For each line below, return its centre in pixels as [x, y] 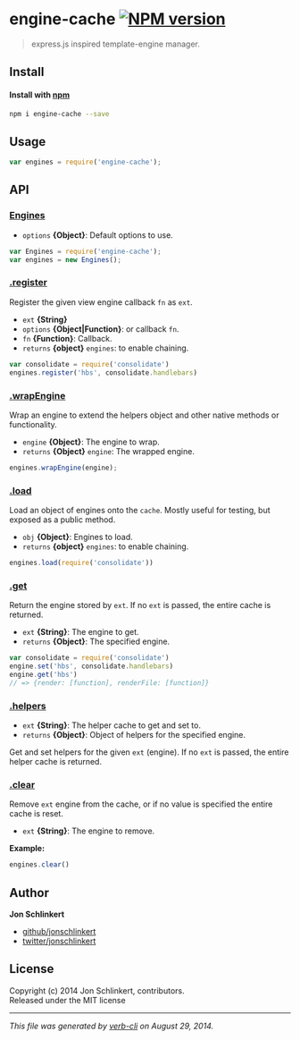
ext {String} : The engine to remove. [88, 831]
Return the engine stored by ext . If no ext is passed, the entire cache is [140, 605]
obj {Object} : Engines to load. [78, 537]
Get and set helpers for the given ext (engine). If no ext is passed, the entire [149, 752]
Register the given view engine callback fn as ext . [101, 302]
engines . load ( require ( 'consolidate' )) [81, 563]
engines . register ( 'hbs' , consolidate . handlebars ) [104, 372]
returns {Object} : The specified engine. [96, 642]
